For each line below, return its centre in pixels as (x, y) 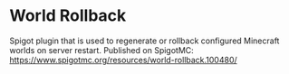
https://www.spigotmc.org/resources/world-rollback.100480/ (123, 60)
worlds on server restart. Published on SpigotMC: (102, 50)
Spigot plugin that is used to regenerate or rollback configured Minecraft (144, 41)
